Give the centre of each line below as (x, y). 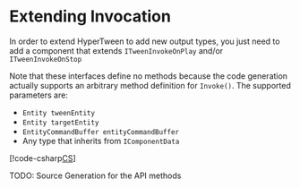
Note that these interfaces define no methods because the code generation (149, 76)
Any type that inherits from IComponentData (101, 141)
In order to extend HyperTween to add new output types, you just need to (145, 41)
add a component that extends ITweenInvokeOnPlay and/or (116, 50)
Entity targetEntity (60, 123)
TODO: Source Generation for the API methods (95, 175)
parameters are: (39, 95)
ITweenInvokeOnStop (46, 59)
